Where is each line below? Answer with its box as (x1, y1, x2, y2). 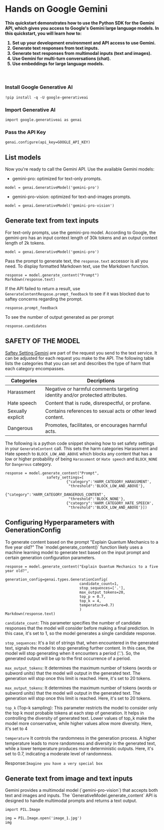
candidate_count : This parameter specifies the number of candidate (5, 620, 142, 626)
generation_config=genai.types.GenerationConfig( (5, 577, 108, 582)
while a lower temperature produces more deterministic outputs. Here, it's (5, 745, 154, 751)
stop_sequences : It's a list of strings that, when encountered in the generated (5, 640, 159, 646)
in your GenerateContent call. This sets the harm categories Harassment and (5, 445, 158, 452)
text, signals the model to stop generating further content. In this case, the (5, 645, 155, 651)
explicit (7, 413, 24, 420)
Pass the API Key (5, 128, 46, 135)
